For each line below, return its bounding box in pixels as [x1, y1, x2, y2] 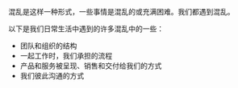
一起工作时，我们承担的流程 [19, 51, 113, 60]
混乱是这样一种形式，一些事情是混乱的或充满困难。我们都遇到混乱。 [8, 7, 235, 16]
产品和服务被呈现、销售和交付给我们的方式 [19, 61, 162, 70]
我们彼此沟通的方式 [19, 71, 85, 80]
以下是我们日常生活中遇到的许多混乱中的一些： [8, 24, 164, 34]
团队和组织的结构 [19, 41, 77, 50]
